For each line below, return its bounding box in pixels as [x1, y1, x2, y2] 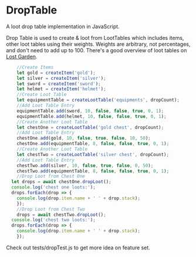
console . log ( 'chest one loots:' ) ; [11, 184, 96, 191]
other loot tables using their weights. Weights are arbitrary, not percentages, [6, 40, 191, 48]
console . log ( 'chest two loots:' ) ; [11, 217, 96, 223]
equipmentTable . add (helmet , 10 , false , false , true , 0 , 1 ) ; [16, 113, 167, 119]
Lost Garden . [6, 53, 38, 60]
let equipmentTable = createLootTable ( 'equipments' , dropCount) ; [16, 97, 180, 103]
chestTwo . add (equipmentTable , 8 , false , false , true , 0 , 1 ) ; [16, 168, 170, 174]
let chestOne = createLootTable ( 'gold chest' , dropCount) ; [16, 124, 164, 130]
